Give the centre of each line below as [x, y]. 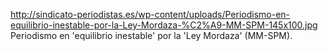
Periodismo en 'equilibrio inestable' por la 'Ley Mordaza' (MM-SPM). [151, 35]
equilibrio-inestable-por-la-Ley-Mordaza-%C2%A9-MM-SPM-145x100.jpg [164, 25]
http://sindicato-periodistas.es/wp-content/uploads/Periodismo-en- [150, 14]
